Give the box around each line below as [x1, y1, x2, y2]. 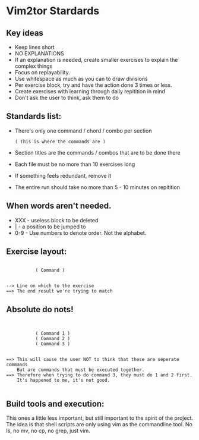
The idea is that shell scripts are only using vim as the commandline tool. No [6, 421, 193, 428]
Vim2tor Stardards [6, 4, 100, 18]
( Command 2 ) [35, 336, 70, 342]
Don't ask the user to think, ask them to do [14, 94, 119, 101]
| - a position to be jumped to [14, 223, 86, 230]
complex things [14, 62, 53, 70]
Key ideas [6, 28, 43, 38]
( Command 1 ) [35, 331, 70, 337]
